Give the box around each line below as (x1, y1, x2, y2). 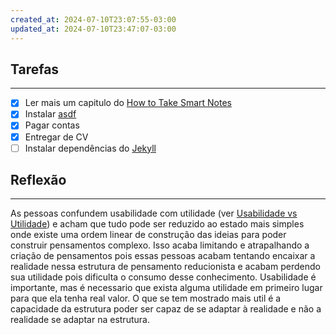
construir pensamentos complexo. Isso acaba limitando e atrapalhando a (10, 239, 310, 251)
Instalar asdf (24, 108, 77, 120)
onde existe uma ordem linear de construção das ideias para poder (10, 229, 287, 241)
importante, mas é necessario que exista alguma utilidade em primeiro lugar (10, 282, 323, 294)
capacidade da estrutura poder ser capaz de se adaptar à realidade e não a (10, 303, 322, 315)
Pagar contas (24, 119, 80, 131)
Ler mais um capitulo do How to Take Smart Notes (24, 97, 232, 109)
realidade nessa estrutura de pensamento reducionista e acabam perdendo (10, 261, 321, 273)
